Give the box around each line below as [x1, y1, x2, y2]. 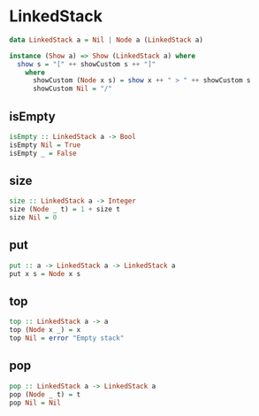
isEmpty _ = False [9, 149, 77, 158]
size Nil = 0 [9, 213, 57, 222]
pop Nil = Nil [9, 398, 62, 407]
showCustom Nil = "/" [32, 84, 113, 94]
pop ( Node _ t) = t [9, 389, 81, 399]
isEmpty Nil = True [9, 140, 81, 150]
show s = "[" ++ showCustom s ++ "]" [17, 59, 156, 68]
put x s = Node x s [9, 269, 81, 278]
